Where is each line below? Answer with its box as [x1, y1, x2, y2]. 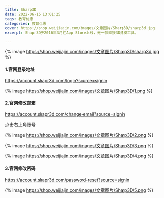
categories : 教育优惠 [5, 21, 47, 26]
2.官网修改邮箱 [5, 100, 36, 106]
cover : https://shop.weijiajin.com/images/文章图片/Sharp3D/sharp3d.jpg [5, 26, 155, 31]
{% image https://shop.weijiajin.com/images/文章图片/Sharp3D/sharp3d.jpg [5, 49, 159, 54]
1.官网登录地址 [5, 66, 35, 72]
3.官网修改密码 [5, 165, 36, 171]
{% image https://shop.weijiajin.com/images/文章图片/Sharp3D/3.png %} [5, 143, 154, 148]
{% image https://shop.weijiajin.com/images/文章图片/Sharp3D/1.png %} [5, 88, 153, 94]
